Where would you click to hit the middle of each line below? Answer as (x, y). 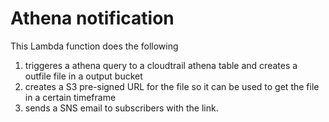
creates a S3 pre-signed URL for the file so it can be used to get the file (172, 86)
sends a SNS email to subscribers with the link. (121, 108)
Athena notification (92, 18)
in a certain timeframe (70, 97)
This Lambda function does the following (94, 46)
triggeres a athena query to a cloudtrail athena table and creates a (161, 65)
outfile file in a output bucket (83, 76)
